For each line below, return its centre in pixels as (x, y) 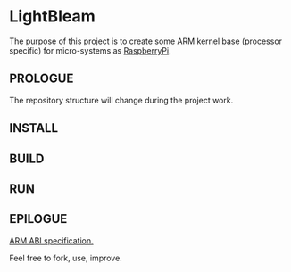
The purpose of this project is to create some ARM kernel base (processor (146, 41)
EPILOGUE (38, 219)
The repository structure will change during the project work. (121, 100)
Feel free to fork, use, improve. (66, 258)
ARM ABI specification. (51, 240)
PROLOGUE (42, 79)
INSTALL (34, 128)
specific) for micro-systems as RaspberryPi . (90, 50)
